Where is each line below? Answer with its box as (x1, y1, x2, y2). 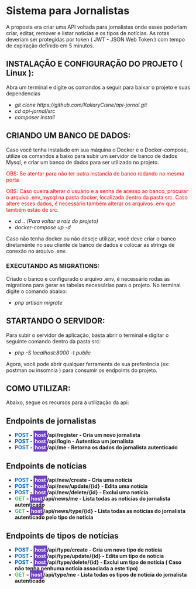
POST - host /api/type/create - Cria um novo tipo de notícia (14, 546, 163, 553)
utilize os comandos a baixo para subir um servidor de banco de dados (6, 152, 177, 159)
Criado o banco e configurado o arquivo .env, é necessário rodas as (6, 275, 170, 282)
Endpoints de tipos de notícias (6, 531, 119, 540)
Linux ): (6, 68, 34, 78)
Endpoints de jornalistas (6, 416, 97, 426)
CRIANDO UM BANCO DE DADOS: (6, 130, 131, 141)
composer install (14, 113, 55, 120)
